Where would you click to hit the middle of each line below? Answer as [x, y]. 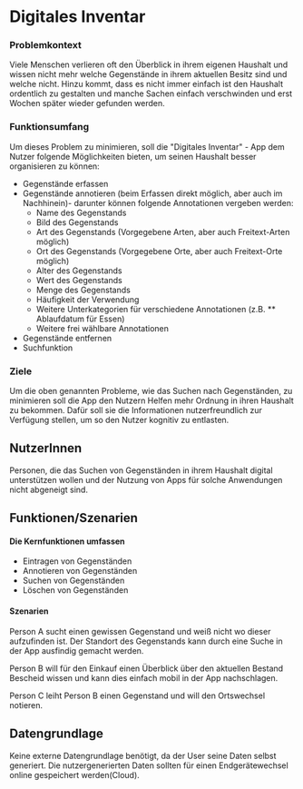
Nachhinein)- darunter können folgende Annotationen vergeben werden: [158, 202]
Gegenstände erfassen [65, 183]
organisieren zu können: [54, 166]
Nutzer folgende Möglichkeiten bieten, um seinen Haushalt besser [133, 156]
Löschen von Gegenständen [75, 590]
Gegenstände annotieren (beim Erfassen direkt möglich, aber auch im [152, 193]
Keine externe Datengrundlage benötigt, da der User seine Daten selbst [143, 755]
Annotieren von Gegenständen [80, 571]
